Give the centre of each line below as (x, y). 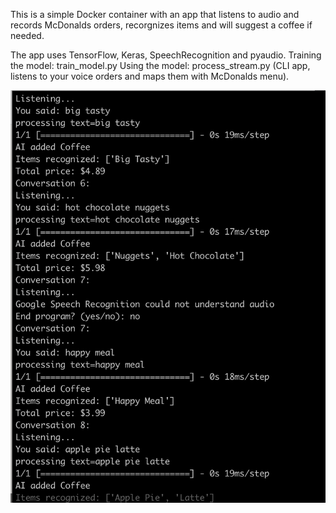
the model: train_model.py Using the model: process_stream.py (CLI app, (160, 65)
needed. (27, 35)
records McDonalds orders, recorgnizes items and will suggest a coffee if (161, 25)
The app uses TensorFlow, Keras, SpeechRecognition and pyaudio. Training (166, 55)
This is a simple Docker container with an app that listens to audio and (155, 14)
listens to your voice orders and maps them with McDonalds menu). (150, 76)
